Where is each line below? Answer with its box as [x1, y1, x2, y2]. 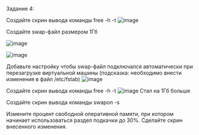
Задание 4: [6, 5, 35, 12]
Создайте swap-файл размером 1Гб [6, 28, 98, 35]
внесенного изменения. [6, 123, 68, 130]
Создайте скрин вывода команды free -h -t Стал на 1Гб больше [6, 87, 191, 94]
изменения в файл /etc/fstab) [6, 76, 81, 82]
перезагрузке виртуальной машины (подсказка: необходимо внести [6, 69, 182, 76]
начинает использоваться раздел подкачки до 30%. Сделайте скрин [6, 116, 183, 124]
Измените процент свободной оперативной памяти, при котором [6, 111, 174, 117]
